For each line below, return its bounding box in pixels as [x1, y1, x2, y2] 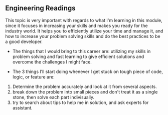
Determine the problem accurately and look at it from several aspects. [12, 83, 157, 89]
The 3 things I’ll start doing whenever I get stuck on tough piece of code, [12, 68, 163, 74]
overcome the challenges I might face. [12, 58, 92, 64]
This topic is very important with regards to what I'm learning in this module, [5, 17, 162, 23]
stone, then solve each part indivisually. [12, 94, 95, 100]
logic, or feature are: [12, 73, 55, 79]
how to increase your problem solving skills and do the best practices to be [5, 33, 160, 39]
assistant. [12, 104, 33, 110]
